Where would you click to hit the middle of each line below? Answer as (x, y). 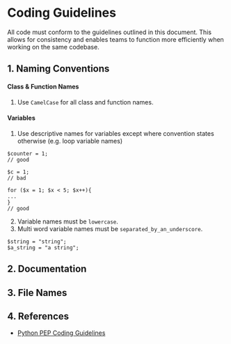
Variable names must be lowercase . (67, 221)
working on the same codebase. (53, 47)
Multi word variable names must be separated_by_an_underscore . (110, 228)
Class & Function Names (43, 86)
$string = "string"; (37, 242)
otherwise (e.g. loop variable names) (70, 141)
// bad (17, 178)
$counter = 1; (28, 154)
